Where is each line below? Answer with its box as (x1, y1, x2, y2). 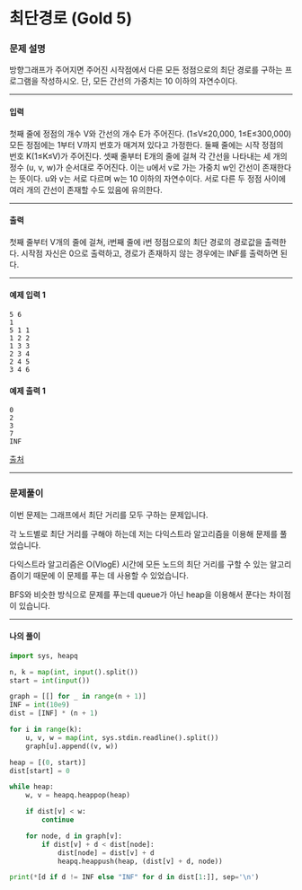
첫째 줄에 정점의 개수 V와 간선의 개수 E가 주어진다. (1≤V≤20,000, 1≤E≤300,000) (9, 128, 292, 139)
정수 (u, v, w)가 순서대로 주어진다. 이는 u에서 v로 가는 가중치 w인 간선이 (9, 162, 261, 172)
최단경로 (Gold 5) (9, 8, 133, 29)
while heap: (9, 782, 54, 791)
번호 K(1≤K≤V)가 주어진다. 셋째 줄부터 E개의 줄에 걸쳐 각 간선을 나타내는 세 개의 (9, 150, 288, 162)
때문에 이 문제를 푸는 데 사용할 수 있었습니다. (32, 569, 189, 580)
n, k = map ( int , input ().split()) (9, 667, 139, 676)
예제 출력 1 (9, 385, 47, 396)
